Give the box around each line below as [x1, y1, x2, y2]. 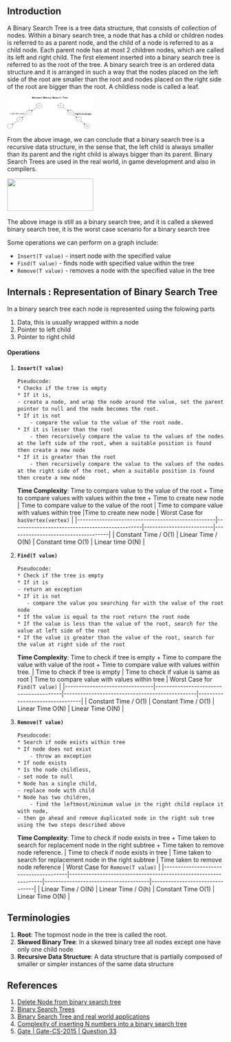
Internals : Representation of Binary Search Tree [7, 286, 218, 298]
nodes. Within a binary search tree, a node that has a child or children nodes [7, 31, 223, 39]
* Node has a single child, [16, 780, 98, 787]
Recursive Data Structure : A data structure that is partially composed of [16, 952, 223, 961]
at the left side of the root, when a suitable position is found [16, 440, 212, 447]
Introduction [7, 6, 62, 17]
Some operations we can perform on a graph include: [7, 238, 159, 247]
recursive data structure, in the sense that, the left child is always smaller [7, 143, 214, 151]
